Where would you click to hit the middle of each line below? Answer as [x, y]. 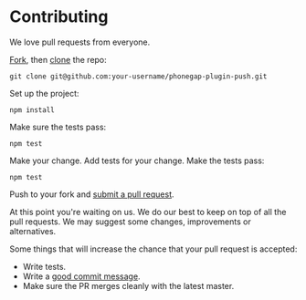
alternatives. [33, 231]
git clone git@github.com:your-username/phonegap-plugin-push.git [138, 76]
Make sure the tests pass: [58, 127]
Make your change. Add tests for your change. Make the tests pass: [137, 160]
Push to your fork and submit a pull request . [92, 194]
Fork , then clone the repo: [58, 59]
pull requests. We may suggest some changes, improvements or [130, 222]
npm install [32, 110]
